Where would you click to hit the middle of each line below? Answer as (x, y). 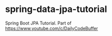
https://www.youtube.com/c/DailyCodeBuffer (52, 28)
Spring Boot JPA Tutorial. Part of (38, 23)
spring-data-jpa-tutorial (56, 9)
